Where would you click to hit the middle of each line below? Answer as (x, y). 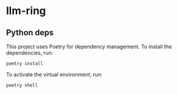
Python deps (30, 33)
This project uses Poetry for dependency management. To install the (89, 46)
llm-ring (26, 11)
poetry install (25, 63)
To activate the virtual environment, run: (54, 74)
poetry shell (22, 85)
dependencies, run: (30, 53)
